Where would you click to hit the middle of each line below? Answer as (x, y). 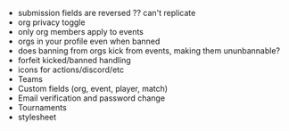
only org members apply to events (81, 32)
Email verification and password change (91, 98)
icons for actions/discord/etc (71, 70)
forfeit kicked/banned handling (74, 60)
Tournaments (42, 107)
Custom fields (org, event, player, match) (92, 89)
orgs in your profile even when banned (89, 41)
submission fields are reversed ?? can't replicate (107, 13)
